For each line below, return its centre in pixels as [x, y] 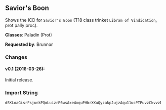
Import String [21, 92]
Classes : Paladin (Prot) [29, 35]
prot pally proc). [21, 25]
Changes [16, 57]
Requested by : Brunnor [29, 44]
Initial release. [19, 80]
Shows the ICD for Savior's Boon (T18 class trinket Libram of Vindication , [81, 20]
